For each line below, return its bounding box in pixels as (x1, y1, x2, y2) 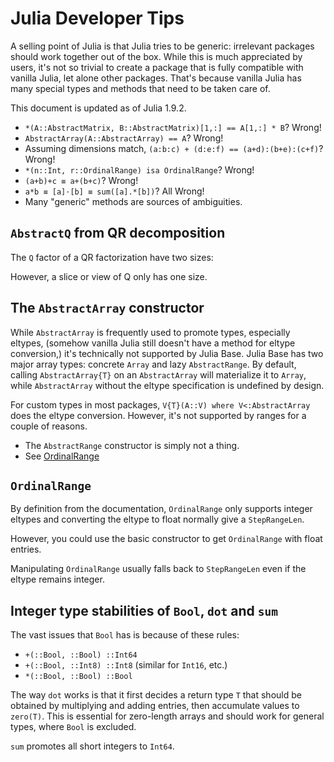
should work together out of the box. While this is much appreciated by (10, 50, 303, 62)
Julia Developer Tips (10, 7, 185, 30)
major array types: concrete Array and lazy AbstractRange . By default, (10, 358, 297, 370)
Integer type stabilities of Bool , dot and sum (10, 602, 278, 619)
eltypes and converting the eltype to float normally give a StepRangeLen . (10, 513, 305, 526)
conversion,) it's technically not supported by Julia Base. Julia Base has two (10, 347, 324, 359)
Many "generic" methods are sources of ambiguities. (24, 195, 243, 207)
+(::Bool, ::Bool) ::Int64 (24, 650, 138, 661)
